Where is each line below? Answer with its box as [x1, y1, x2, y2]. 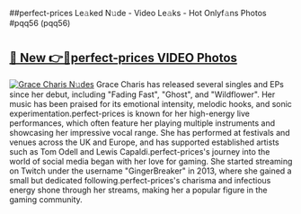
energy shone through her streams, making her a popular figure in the [9, 184, 268, 195]
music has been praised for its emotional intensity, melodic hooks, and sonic [9, 98, 292, 109]
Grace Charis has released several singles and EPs [95, 78, 285, 89]
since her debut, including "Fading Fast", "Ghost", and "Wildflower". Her [9, 89, 276, 100]
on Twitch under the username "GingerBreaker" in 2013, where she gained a [9, 165, 292, 176]
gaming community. [9, 193, 83, 205]
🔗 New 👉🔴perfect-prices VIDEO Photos [9, 50, 238, 66]
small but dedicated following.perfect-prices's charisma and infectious [9, 174, 271, 185]
